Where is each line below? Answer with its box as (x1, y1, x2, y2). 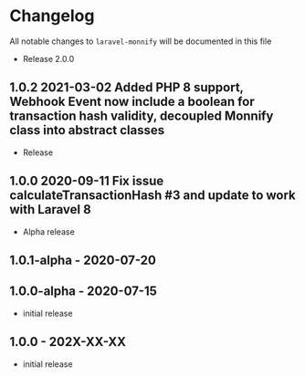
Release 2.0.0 (22, 53, 75, 64)
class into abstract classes (9, 122, 165, 138)
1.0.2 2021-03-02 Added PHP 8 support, (9, 79, 244, 96)
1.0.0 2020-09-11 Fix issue (9, 173, 164, 189)
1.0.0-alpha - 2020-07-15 (9, 284, 158, 299)
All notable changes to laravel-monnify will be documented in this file (9, 36, 272, 47)
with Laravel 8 (9, 202, 91, 217)
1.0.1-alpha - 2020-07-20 (9, 252, 157, 267)
